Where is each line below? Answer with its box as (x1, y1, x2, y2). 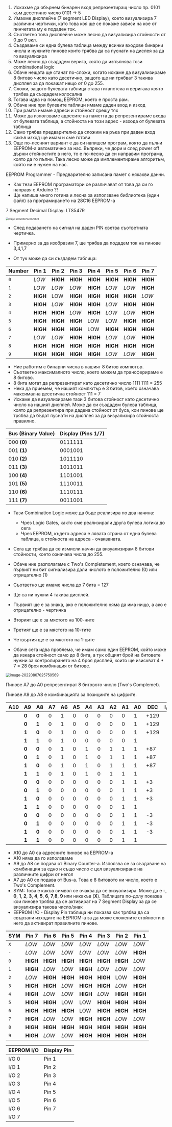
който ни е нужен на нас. (13, 162, 68, 167)
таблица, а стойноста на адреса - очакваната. (20, 536, 122, 542)
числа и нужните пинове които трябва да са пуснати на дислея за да (13, 48, 165, 54)
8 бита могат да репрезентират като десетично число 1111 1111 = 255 (13, 380, 162, 386)
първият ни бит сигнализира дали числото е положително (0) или (13, 566, 157, 572)
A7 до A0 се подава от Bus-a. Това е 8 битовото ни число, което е (13, 877, 158, 883)
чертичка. (13, 230, 35, 236)
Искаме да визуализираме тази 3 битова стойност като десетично (13, 396, 160, 402)
